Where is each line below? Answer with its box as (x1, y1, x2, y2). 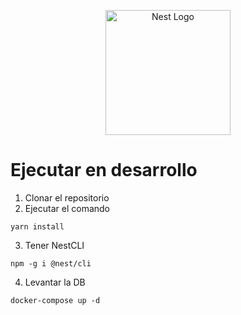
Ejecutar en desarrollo (10, 159, 198, 182)
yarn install (10, 221, 65, 232)
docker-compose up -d (10, 295, 101, 305)
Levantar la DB (24, 276, 86, 288)
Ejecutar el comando (24, 202, 111, 214)
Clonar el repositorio (24, 191, 110, 204)
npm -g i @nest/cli (10, 258, 92, 269)
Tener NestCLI (24, 239, 85, 251)
